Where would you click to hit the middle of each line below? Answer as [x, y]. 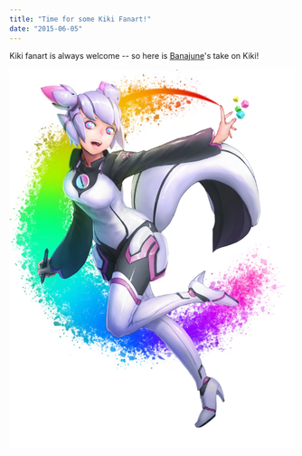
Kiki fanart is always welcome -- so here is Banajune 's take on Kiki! [134, 55]
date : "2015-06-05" [46, 28]
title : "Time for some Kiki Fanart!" [80, 19]
